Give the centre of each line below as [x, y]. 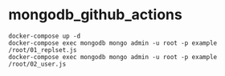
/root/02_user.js [37, 64]
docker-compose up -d [45, 36]
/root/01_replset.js [43, 50]
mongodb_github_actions [95, 15]
